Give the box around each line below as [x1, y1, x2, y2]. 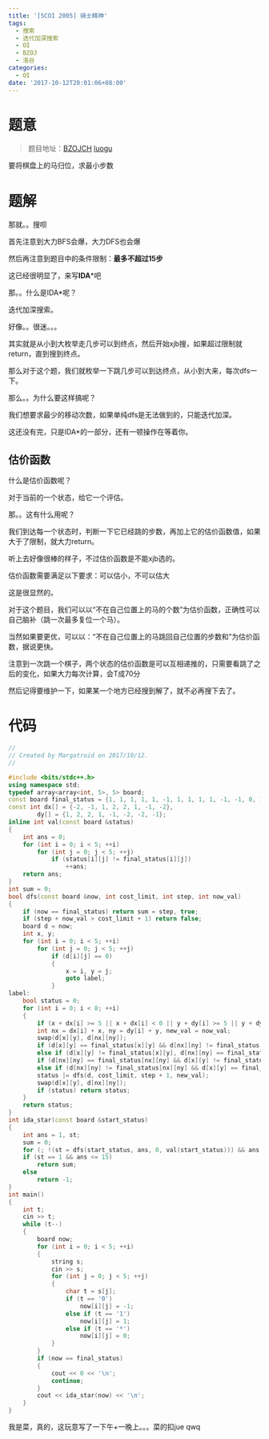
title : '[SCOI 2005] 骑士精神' [8, 11, 108, 20]
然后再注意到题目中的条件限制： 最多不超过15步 [8, 254, 163, 264]
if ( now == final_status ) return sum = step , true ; [22, 907, 199, 916]
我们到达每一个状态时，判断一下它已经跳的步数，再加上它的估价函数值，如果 [8, 526, 261, 537]
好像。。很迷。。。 [8, 322, 62, 332]
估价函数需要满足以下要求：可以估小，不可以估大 [8, 570, 170, 581]
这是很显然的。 [8, 588, 58, 598]
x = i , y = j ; [65, 967, 113, 975]
